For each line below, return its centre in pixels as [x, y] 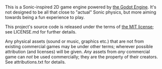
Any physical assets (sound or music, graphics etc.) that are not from [74, 41]
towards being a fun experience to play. [45, 17]
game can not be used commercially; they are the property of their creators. [81, 57]
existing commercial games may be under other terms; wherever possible [79, 46]
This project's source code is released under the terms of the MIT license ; [80, 27]
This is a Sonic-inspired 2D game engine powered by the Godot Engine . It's [81, 7]
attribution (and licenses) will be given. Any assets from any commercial [78, 52]
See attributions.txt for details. [35, 62]
